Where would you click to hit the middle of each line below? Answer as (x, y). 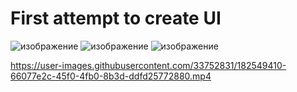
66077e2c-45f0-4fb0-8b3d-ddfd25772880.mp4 (111, 76)
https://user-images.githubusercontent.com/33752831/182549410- (148, 65)
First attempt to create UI (116, 18)
